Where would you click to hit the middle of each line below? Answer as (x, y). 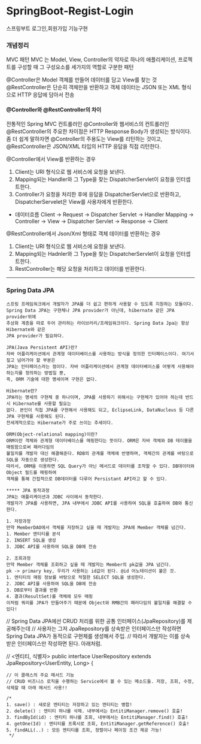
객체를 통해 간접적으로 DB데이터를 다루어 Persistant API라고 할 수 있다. (87, 479)
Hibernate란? (22, 391)
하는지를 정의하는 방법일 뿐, (36, 373)
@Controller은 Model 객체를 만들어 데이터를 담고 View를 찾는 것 (82, 80)
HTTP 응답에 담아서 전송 (46, 95)
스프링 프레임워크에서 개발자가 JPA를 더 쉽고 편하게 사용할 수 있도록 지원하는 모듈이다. (100, 304)
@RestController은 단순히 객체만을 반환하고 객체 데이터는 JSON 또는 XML (93, 87)
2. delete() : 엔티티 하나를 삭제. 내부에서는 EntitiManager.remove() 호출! (95, 711)
